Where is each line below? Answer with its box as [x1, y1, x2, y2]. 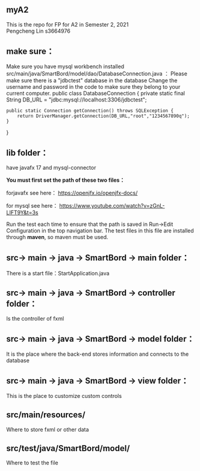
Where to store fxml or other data [6, 426, 89, 433]
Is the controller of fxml [6, 315, 64, 322]
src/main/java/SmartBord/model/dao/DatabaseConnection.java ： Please [6, 69, 188, 77]
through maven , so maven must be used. [6, 234, 108, 241]
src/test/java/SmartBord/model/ [6, 443, 130, 453]
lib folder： [6, 148, 49, 158]
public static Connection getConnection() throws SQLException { [6, 107, 173, 114]
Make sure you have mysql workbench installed [6, 63, 125, 70]
